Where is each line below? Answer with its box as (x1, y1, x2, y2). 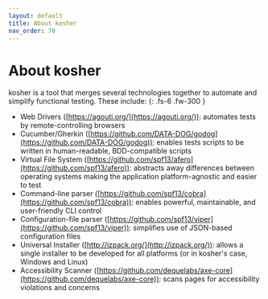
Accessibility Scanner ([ (19, 266, 100, 276)
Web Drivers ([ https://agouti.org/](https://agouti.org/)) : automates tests (19, 112, 256, 121)
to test (19, 180, 42, 190)
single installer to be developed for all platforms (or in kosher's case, (19, 248, 248, 258)
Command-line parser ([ (19, 189, 101, 199)
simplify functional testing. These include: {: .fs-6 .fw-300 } (8, 96, 206, 106)
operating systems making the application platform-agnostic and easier (19, 172, 258, 182)
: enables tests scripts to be (152, 137, 244, 147)
